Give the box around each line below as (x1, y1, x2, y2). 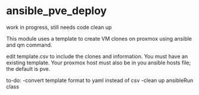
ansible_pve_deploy (6, 4, 107, 18)
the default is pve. (6, 65, 51, 72)
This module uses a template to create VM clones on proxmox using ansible (6, 35, 192, 42)
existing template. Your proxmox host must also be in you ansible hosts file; (6, 59, 191, 66)
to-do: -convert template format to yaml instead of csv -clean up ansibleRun (6, 77, 194, 84)
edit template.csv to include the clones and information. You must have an (6, 53, 188, 60)
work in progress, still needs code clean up (6, 24, 112, 31)
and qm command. (6, 41, 52, 48)
